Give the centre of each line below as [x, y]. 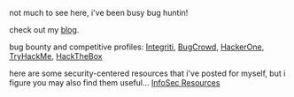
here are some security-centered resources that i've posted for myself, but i [147, 73]
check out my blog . [44, 30]
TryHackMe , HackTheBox [56, 56]
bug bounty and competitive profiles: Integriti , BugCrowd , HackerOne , [137, 47]
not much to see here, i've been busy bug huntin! [99, 13]
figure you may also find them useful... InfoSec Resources [115, 82]
